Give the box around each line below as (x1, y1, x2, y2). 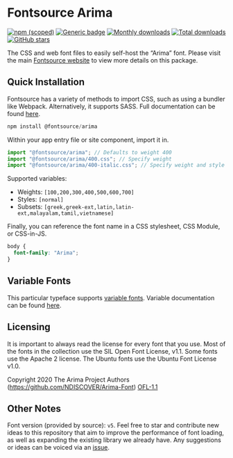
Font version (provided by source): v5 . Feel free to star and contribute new (7, 421, 220, 430)
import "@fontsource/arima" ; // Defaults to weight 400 (7, 149, 172, 156)
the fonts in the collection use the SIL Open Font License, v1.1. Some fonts (7, 347, 218, 355)
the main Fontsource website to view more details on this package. (7, 56, 198, 64)
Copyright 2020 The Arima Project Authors (7, 375, 130, 384)
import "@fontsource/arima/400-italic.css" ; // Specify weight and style (7, 162, 225, 169)
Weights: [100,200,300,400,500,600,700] (17, 188, 135, 196)
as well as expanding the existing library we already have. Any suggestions (7, 436, 222, 444)
